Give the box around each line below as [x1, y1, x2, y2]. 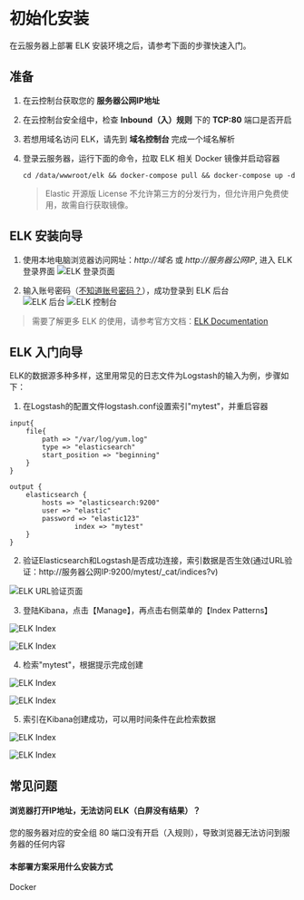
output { [9, 483, 43, 492]
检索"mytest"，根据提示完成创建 [22, 660, 143, 670]
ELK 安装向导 [9, 229, 83, 244]
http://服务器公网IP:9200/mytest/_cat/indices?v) [38, 566, 219, 577]
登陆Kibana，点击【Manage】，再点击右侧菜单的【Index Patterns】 [22, 605, 273, 616]
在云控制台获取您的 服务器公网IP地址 [22, 94, 161, 105]
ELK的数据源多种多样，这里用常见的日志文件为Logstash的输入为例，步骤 [9, 370, 281, 381]
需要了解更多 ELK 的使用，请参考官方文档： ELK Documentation [31, 315, 269, 327]
